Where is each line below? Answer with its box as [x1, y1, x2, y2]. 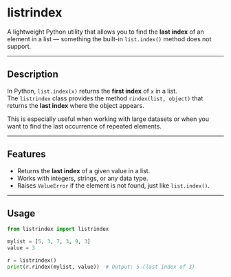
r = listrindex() [7, 257, 57, 264]
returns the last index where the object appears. [7, 101, 144, 109]
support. [7, 42, 32, 50]
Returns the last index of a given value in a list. [16, 166, 151, 175]
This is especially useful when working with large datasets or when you [7, 115, 210, 123]
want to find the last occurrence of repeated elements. [7, 122, 162, 130]
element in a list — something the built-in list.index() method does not [7, 34, 212, 43]
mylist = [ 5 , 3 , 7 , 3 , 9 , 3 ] [7, 239, 91, 245]
